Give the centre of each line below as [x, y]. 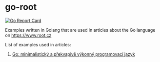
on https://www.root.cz [28, 35]
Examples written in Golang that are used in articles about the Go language [80, 30]
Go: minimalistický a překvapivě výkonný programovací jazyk [73, 54]
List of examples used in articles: [38, 44]
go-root [21, 7]
